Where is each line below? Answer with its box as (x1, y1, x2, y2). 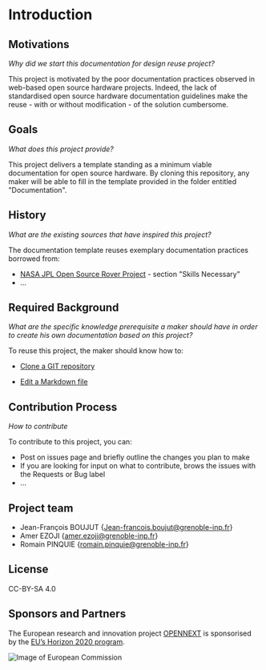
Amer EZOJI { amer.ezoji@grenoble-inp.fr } (19, 531, 159, 541)
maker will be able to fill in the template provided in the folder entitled (8, 176, 237, 186)
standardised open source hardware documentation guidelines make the (8, 91, 248, 101)
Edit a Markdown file (19, 377, 88, 387)
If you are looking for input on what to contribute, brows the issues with (19, 461, 256, 471)
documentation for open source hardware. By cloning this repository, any (8, 168, 250, 178)
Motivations (8, 38, 70, 51)
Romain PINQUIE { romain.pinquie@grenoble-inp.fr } (19, 540, 190, 549)
